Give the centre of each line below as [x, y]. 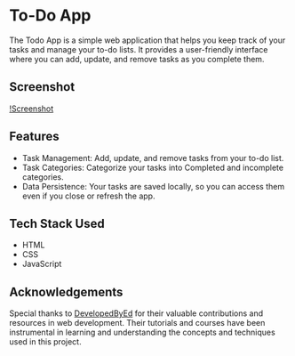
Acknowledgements [66, 291]
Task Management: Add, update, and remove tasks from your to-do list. [153, 158]
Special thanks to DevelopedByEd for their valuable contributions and [136, 313]
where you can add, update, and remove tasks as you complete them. [137, 59]
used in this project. [45, 342]
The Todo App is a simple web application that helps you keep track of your [147, 40]
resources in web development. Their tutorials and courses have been [137, 323]
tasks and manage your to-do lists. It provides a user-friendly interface [139, 49]
